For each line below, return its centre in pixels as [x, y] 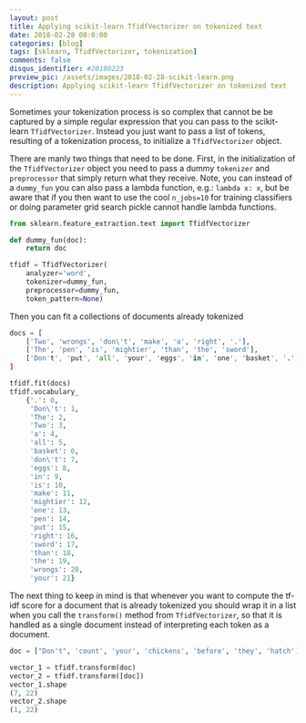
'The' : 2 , [48, 417]
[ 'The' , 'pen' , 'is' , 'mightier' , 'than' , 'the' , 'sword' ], [142, 350]
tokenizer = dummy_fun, [66, 282]
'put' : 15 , [50, 527]
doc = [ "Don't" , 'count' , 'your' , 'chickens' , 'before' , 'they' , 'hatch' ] [154, 651]
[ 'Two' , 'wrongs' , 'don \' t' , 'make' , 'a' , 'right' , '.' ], [138, 341]
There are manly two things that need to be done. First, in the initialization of [153, 158]
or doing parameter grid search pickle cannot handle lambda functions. [143, 207]
